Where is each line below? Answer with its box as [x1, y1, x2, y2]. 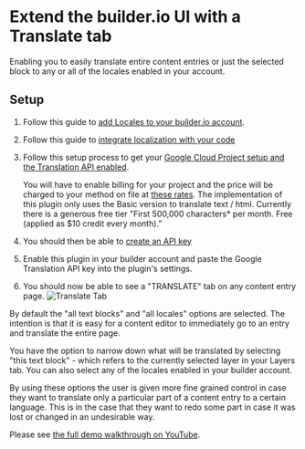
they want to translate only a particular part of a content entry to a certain [9, 392, 286, 402]
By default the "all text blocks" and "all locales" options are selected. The [9, 308, 286, 318]
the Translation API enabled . [22, 162, 130, 172]
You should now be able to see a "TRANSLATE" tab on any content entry [22, 280, 297, 291]
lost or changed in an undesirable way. [9, 411, 155, 422]
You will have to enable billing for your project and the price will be [22, 179, 274, 190]
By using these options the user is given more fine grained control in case [9, 381, 287, 393]
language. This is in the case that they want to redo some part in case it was [9, 402, 296, 412]
